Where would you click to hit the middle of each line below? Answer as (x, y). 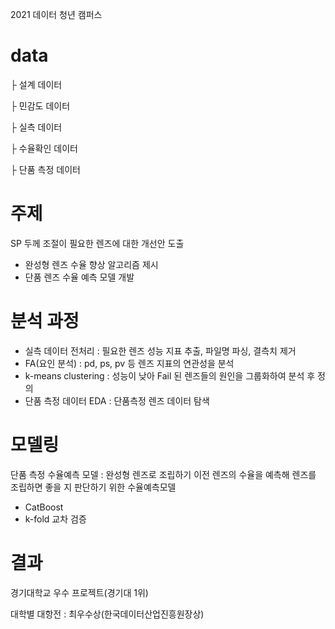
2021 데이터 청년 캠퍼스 (56, 14)
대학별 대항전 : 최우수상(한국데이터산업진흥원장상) (107, 614)
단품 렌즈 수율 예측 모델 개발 (79, 277)
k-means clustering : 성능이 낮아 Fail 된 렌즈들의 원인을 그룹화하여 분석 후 (170, 375)
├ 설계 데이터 (36, 84)
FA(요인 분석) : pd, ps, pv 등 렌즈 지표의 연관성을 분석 (129, 363)
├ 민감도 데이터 (40, 105)
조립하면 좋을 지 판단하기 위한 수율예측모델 (93, 487)
